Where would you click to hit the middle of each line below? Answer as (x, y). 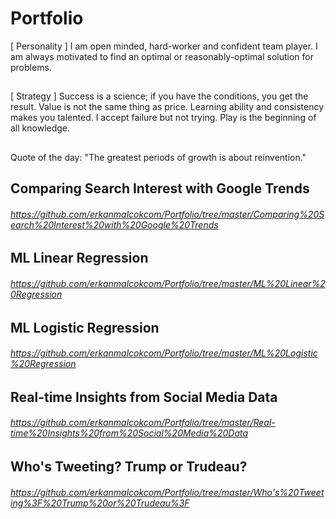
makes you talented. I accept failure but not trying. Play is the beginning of (163, 118)
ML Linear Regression (79, 258)
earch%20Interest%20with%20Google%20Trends (114, 224)
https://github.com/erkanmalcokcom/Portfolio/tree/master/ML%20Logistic (164, 353)
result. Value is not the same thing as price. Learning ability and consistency (167, 107)
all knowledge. (40, 128)
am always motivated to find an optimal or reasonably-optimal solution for (162, 56)
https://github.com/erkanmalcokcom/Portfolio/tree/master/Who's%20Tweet (167, 492)
